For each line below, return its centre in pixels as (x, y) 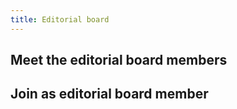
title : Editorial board (60, 19)
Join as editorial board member (109, 94)
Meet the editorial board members (119, 60)
